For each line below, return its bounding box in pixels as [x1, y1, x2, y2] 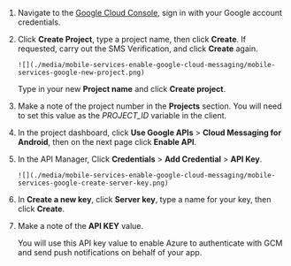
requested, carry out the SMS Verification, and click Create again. [17, 43, 258, 54]
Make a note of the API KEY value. [17, 221, 144, 231]
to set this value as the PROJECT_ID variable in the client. [17, 110, 227, 120]
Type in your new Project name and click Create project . [17, 84, 226, 94]
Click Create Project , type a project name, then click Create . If [17, 34, 246, 44]
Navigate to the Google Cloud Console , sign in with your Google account [17, 8, 283, 18]
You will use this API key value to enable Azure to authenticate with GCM [17, 238, 283, 248]
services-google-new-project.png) [17, 68, 145, 77]
